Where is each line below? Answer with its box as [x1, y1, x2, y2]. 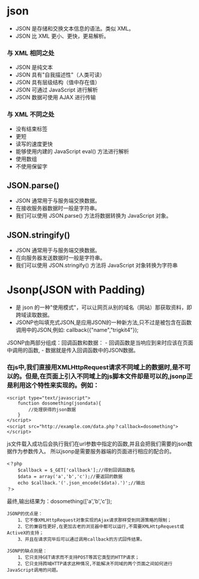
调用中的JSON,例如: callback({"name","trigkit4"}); [15, 326, 139, 334]
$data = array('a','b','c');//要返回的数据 [17, 474, 123, 480]
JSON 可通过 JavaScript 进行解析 [15, 86, 99, 94]
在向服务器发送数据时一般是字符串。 [15, 254, 106, 262]
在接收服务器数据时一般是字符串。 [15, 204, 100, 212]
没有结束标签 [15, 125, 47, 132]
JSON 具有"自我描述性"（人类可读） [15, 71, 106, 79]
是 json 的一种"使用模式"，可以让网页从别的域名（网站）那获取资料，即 [15, 304, 192, 311]
